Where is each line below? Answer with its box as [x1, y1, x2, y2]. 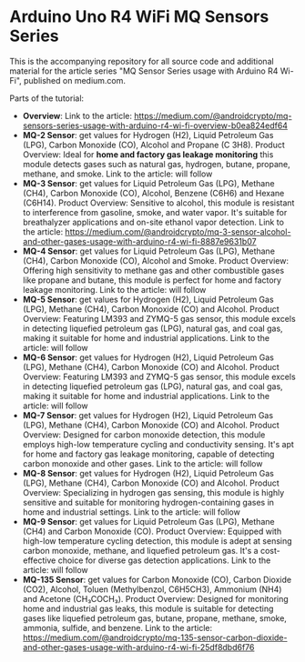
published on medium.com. [23, 75, 126, 85]
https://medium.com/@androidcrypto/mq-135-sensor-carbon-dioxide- [22, 632, 288, 643]
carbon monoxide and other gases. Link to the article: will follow [22, 457, 263, 469]
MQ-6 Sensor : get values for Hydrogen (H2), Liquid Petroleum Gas [22, 352, 275, 363]
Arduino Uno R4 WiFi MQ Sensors [9, 6, 269, 27]
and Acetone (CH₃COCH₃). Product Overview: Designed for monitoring [22, 593, 289, 604]
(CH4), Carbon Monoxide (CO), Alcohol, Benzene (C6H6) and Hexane [22, 187, 285, 198]
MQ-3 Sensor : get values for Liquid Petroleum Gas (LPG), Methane [22, 177, 275, 188]
